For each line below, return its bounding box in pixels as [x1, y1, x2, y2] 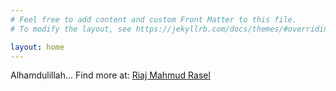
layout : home [10, 42, 65, 52]
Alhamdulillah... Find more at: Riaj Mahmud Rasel [10, 69, 211, 81]
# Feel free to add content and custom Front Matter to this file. [10, 14, 298, 25]
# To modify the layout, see [10, 24, 132, 34]
